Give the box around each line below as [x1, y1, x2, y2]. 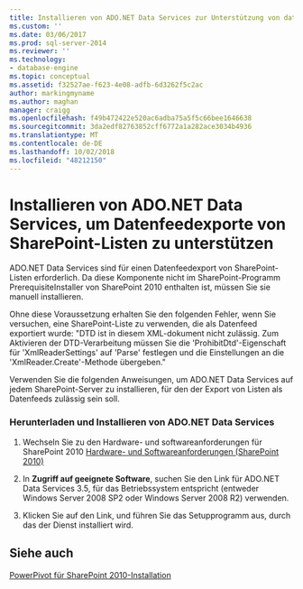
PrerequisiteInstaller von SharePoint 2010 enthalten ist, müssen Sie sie [9, 281, 271, 293]
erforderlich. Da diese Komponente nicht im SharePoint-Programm [33, 272, 281, 283]
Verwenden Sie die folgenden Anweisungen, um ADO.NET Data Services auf [9, 374, 294, 385]
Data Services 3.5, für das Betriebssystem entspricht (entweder [22, 483, 260, 493]
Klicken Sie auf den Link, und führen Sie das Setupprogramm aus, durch [22, 510, 291, 520]
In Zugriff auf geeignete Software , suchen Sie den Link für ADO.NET [22, 473, 280, 483]
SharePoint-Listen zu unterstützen [9, 233, 274, 253]
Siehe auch [9, 546, 74, 561]
